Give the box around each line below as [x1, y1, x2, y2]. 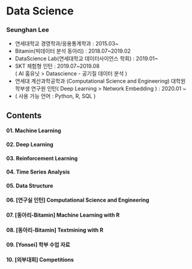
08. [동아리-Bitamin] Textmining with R [6, 226, 104, 234]
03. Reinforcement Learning [6, 154, 78, 162]
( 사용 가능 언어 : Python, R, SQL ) [14, 92, 96, 100]
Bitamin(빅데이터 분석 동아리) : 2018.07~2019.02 [14, 47, 131, 55]
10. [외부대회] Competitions [6, 256, 74, 263]
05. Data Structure [6, 182, 53, 189]
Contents [6, 110, 42, 121]
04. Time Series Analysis [6, 168, 70, 175]
